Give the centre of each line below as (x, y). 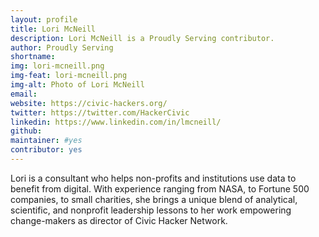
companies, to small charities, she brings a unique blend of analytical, (154, 199)
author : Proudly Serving (62, 47)
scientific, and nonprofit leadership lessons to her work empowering (151, 210)
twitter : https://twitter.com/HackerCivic (100, 112)
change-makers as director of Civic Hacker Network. (119, 220)
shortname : (33, 57)
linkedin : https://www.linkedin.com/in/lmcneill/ (116, 122)
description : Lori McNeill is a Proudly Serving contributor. (142, 38)
